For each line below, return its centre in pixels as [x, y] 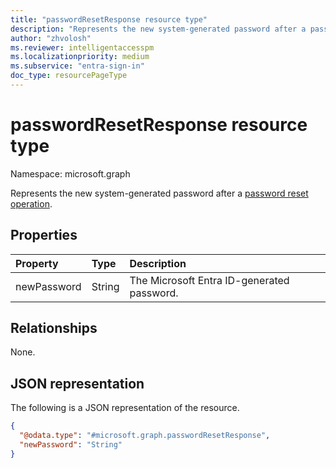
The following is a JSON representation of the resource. [125, 408]
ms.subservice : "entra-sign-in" [77, 66]
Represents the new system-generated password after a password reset [159, 193]
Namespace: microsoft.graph [70, 173]
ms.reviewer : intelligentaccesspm [82, 47]
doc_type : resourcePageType [69, 76]
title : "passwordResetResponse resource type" [109, 19]
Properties [44, 235]
